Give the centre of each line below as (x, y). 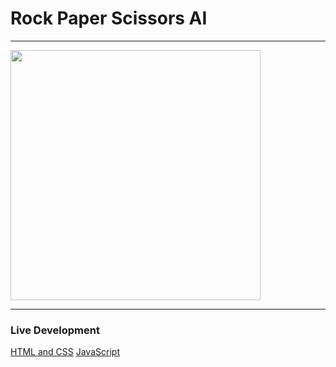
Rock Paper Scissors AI (109, 18)
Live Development (55, 330)
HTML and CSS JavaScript (65, 352)
